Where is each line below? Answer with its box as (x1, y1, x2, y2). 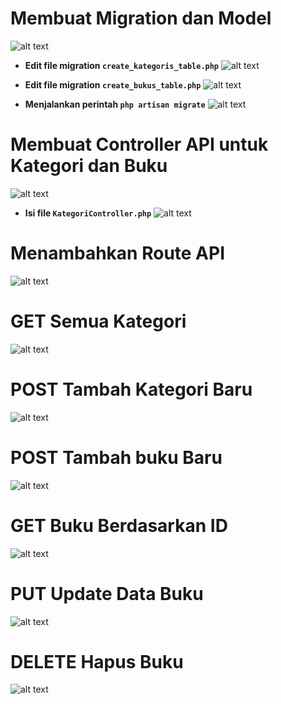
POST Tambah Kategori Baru (10, 378, 253, 401)
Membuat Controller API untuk (10, 133, 269, 156)
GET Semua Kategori (10, 310, 187, 332)
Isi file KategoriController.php (24, 207, 152, 219)
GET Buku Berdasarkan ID (10, 514, 228, 537)
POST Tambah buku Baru (10, 446, 223, 469)
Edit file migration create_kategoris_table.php (24, 59, 220, 71)
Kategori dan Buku (10, 155, 168, 177)
